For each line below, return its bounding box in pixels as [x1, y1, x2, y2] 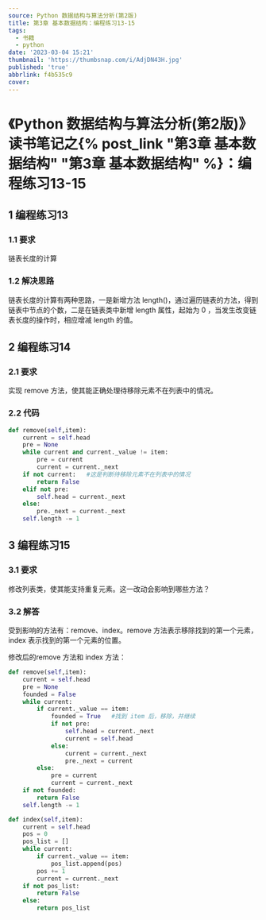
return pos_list [37, 904, 91, 912]
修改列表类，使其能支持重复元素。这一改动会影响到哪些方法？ [8, 584, 210, 593]
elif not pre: [22, 485, 69, 493]
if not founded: [22, 787, 77, 794]
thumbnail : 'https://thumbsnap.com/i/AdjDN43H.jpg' [8, 56, 183, 64]
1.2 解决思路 [8, 276, 55, 287]
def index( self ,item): [8, 815, 83, 823]
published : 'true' [8, 64, 69, 72]
